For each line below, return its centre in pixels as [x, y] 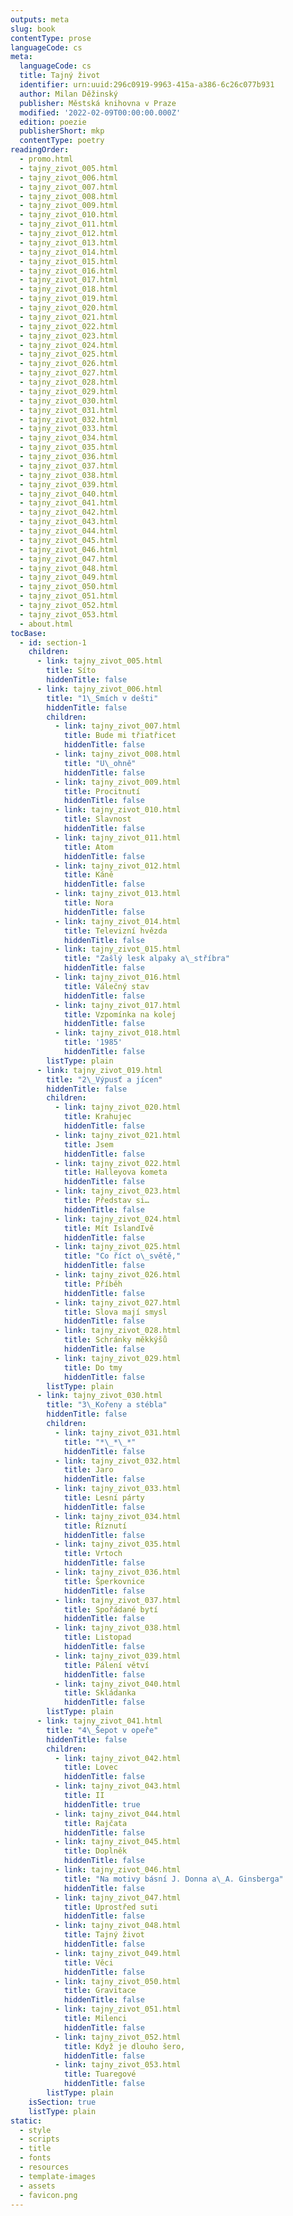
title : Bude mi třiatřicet [120, 736]
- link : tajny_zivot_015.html [118, 949]
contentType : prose [51, 38]
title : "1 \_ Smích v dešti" [102, 698]
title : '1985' [93, 1042]
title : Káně [88, 875]
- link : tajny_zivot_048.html [118, 1926]
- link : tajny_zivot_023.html [118, 1191]
